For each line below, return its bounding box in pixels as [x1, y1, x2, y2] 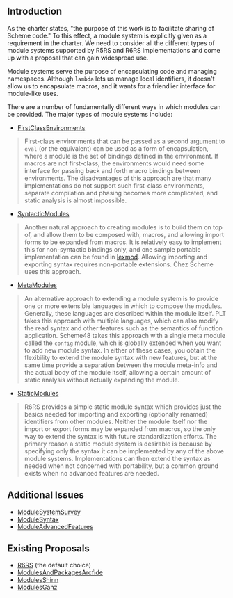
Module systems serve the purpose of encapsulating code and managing [7, 67, 217, 75]
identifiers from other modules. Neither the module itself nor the [24, 417, 208, 426]
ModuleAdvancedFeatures [17, 522, 94, 531]
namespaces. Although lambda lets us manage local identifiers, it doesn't [7, 74, 215, 83]
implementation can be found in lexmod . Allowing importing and [24, 252, 207, 261]
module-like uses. [7, 89, 59, 97]
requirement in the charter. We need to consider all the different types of [7, 38, 215, 47]
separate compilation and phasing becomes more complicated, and [24, 188, 218, 197]
